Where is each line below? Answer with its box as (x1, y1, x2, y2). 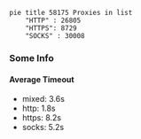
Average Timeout (9, 73, 74, 84)
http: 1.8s (21, 103, 56, 114)
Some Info (9, 51, 55, 64)
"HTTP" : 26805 (25, 16, 82, 25)
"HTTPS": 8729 (25, 24, 77, 33)
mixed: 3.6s (21, 94, 65, 104)
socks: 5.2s (21, 122, 65, 133)
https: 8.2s (21, 112, 62, 123)
